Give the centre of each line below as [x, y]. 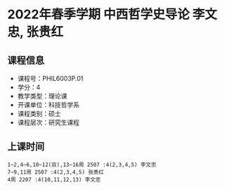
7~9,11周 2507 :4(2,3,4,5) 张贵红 [56, 172]
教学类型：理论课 [42, 96]
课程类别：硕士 [39, 114]
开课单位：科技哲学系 [48, 105]
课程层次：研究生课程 [48, 122]
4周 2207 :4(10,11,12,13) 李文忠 [54, 179]
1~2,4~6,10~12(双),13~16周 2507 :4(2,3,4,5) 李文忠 [82, 165]
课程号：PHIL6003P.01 [50, 78]
